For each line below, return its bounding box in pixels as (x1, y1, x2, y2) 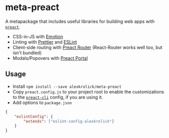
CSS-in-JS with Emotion (12, 33, 63, 40)
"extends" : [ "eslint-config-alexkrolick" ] (23, 119, 114, 124)
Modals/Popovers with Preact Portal (12, 55, 88, 61)
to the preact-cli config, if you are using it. (12, 94, 103, 100)
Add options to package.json (12, 99, 72, 106)
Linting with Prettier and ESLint (12, 39, 77, 45)
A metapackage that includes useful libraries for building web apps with (5, 18, 155, 24)
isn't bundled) (12, 50, 42, 56)
